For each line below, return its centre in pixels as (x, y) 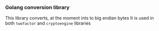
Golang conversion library (37, 7)
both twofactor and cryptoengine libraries (48, 23)
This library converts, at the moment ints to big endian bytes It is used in (79, 18)
